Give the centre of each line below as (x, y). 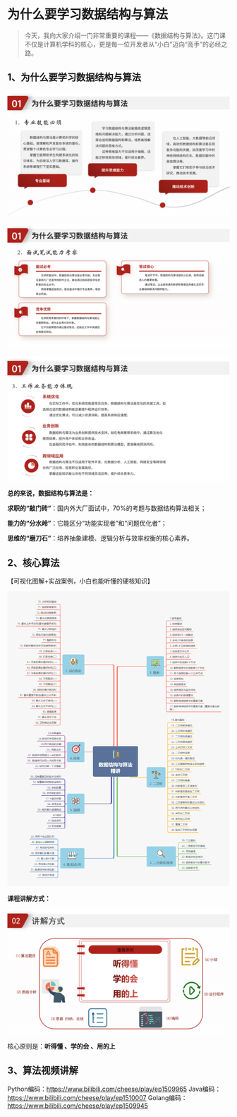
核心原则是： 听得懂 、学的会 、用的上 (61, 1046)
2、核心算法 (34, 563)
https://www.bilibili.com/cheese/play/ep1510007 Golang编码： (98, 1097)
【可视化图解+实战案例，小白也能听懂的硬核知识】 (80, 581)
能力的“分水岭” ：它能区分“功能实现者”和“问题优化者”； (87, 524)
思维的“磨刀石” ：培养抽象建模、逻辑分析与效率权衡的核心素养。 (101, 538)
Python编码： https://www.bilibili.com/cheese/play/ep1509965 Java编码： (114, 1089)
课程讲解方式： (29, 899)
